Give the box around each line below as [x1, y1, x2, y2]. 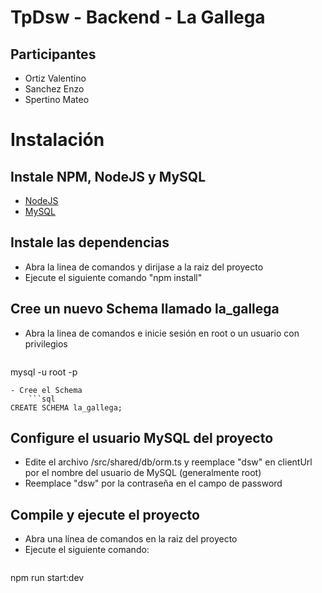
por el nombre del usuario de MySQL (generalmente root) [24, 467, 262, 479]
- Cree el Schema [10, 385, 83, 395]
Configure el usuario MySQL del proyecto [10, 430, 274, 447]
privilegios [24, 337, 68, 350]
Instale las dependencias [10, 234, 170, 251]
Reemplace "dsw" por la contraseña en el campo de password [24, 477, 283, 490]
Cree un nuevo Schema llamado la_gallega [10, 301, 280, 318]
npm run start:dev [10, 572, 85, 584]
